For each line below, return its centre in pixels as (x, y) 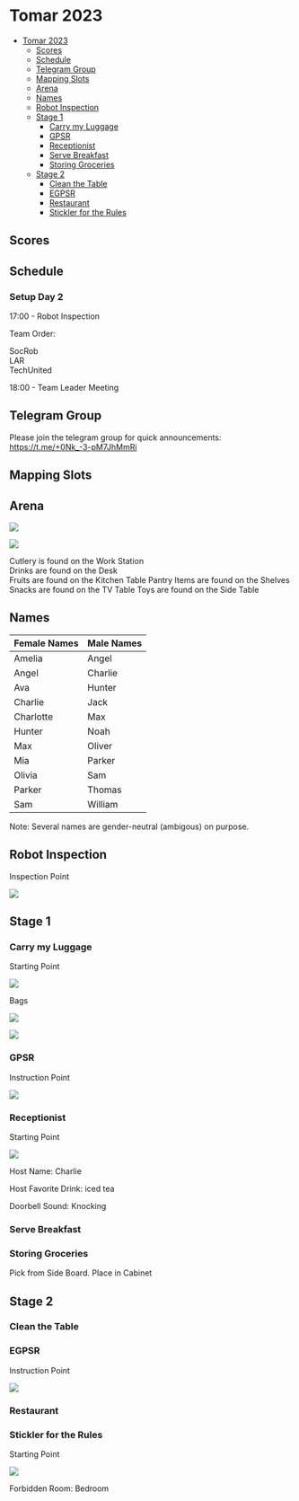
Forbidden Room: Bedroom (59, 1488)
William (103, 804)
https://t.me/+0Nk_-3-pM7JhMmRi (73, 446)
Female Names (46, 643)
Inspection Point (40, 876)
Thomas (105, 790)
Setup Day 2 (36, 296)
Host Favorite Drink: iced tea (62, 1188)
